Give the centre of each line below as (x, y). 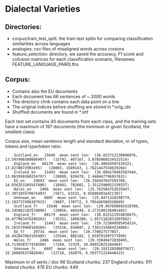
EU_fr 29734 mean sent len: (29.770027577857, (67, 232)
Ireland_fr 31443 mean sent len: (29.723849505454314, (76, 223)
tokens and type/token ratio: (33, 146)
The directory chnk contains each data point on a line (65, 102)
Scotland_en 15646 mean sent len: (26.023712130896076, (76, 155)
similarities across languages (41, 44)
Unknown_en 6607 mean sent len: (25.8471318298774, (73, 198)
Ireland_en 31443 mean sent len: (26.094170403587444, (76, 172)
